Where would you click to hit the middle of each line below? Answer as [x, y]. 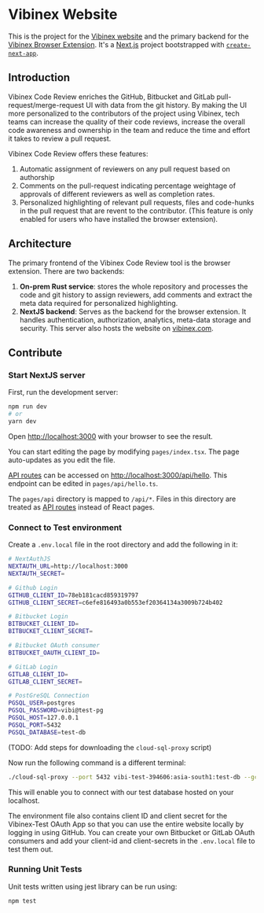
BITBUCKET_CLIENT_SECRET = [50, 631]
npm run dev [27, 407]
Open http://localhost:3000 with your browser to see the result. [111, 436]
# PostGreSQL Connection [49, 696]
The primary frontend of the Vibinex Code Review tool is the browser [119, 263]
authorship [37, 177]
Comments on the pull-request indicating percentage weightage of [128, 186]
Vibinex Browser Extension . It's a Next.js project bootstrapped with [116, 44]
